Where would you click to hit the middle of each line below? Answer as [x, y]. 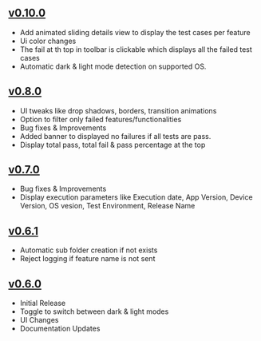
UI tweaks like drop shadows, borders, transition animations [118, 110]
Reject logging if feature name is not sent [87, 259]
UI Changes [39, 320]
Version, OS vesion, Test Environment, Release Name [107, 206]
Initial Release [43, 303]
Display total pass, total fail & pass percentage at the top [113, 145]
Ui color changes [48, 41]
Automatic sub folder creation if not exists [89, 250]
